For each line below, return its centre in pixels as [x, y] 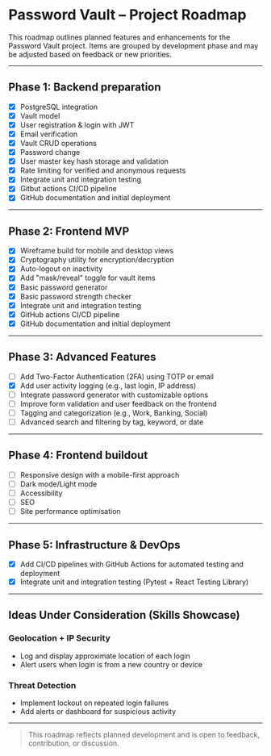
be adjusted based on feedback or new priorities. [90, 54]
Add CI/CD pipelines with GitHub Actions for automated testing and [131, 564]
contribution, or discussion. [73, 743]
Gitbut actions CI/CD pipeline [68, 189]
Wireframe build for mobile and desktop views [97, 251]
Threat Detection [42, 685]
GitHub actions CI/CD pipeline [70, 314]
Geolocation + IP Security [60, 638]
